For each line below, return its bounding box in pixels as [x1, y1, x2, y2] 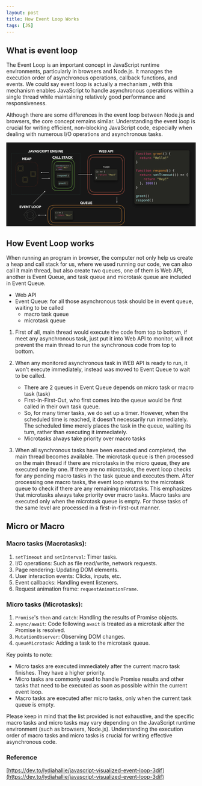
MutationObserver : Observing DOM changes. [14, 633, 126, 640]
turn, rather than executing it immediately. [23, 428, 128, 435]
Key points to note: [6, 651, 53, 658]
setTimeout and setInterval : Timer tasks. [14, 553, 118, 560]
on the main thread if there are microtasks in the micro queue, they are [14, 459, 190, 466]
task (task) [23, 390, 50, 397]
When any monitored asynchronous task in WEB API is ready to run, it [14, 359, 188, 366]
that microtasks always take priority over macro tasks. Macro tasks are [14, 491, 191, 499]
